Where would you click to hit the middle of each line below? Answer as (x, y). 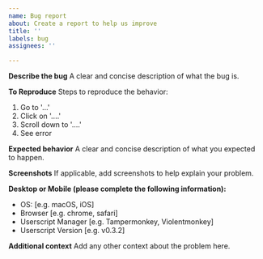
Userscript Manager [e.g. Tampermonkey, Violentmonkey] (117, 222)
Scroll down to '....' (51, 125)
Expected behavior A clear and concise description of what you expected (132, 149)
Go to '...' (35, 108)
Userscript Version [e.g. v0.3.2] (72, 231)
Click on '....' (40, 116)
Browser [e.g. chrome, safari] (69, 213)
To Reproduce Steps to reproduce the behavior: (88, 92)
